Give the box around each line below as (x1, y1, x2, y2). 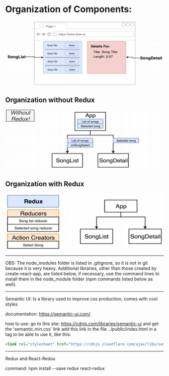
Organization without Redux (5, 96, 95, 104)
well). (5, 281, 17, 287)
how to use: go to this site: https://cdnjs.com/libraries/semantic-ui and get (5, 321, 159, 327)
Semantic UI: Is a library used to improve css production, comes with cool (5, 296, 158, 302)
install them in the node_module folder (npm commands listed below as (5, 276, 153, 282)
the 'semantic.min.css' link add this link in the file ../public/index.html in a (5, 326, 157, 332)
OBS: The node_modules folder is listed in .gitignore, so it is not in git (5, 260, 148, 266)
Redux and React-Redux (5, 356, 56, 362)
